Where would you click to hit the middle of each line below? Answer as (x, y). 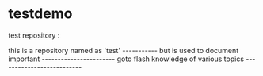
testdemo (40, 14)
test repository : (34, 35)
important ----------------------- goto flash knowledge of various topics (126, 59)
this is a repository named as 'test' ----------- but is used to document (124, 50)
